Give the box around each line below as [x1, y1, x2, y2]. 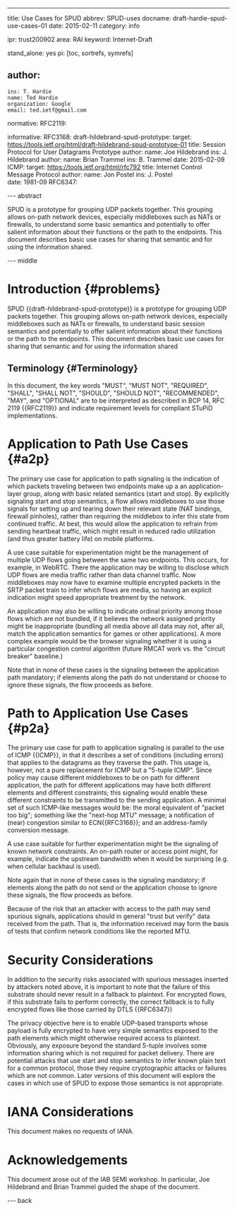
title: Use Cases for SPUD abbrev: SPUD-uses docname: [7, 14, 171, 22]
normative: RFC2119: [7, 119, 67, 127]
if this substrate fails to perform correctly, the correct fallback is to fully [7, 997, 215, 1007]
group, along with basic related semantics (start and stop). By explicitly [23, 489, 230, 498]
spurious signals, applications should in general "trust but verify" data [7, 912, 210, 920]
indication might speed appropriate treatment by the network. [7, 593, 186, 601]
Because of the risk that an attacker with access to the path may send [7, 905, 210, 913]
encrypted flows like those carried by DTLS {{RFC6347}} [7, 1005, 173, 1014]
